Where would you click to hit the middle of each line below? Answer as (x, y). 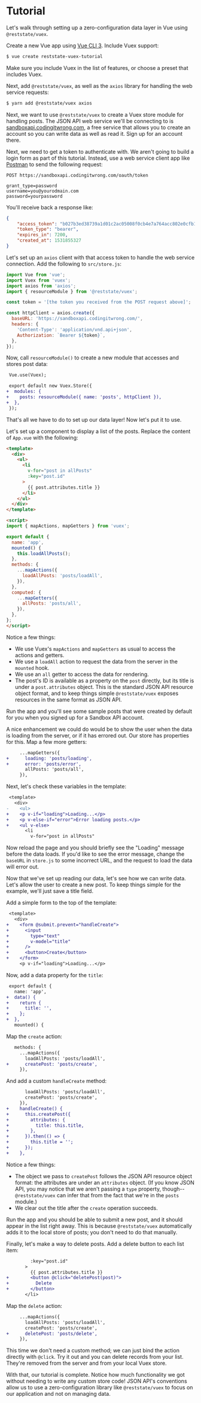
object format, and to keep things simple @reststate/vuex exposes (97, 693)
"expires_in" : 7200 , (42, 235)
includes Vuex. (25, 74)
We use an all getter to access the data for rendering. (82, 674)
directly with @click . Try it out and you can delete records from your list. (95, 1357)
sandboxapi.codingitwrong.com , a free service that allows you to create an (98, 127)
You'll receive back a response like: (50, 207)
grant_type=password (32, 186)
